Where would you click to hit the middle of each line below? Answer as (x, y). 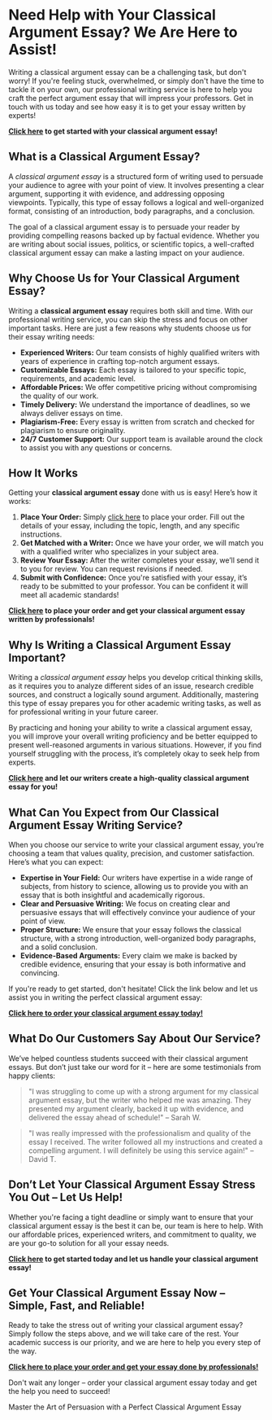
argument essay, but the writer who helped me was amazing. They (140, 1100)
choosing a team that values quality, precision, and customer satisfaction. (132, 853)
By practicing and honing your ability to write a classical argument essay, (131, 728)
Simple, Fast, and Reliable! (76, 1306)
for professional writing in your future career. (83, 712)
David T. (42, 1159)
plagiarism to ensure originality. (73, 430)
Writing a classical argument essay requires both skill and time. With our (131, 310)
